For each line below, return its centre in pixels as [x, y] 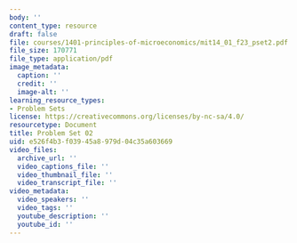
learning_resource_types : [57, 100]
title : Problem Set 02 [51, 134]
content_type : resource [53, 26]
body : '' [25, 17]
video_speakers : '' [53, 200]
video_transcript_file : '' [67, 183]
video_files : [33, 150]
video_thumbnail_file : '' [65, 174]
